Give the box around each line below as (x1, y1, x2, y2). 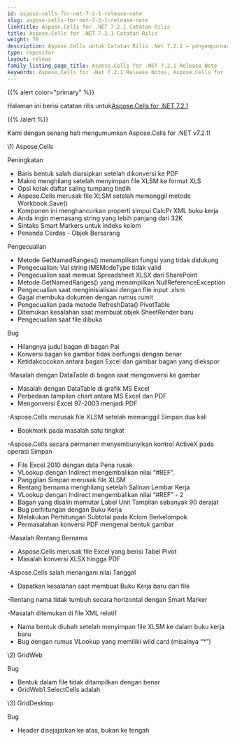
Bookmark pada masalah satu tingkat (17, 426, 124, 434)
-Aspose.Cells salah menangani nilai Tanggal (7, 568, 136, 577)
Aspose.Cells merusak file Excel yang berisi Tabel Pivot (17, 547, 177, 556)
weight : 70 (7, 36, 39, 43)
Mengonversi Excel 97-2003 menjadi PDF (17, 399, 138, 408)
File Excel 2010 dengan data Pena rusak (17, 461, 133, 469)
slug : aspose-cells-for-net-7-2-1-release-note (7, 17, 149, 24)
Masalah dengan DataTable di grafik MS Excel (17, 384, 150, 392)
